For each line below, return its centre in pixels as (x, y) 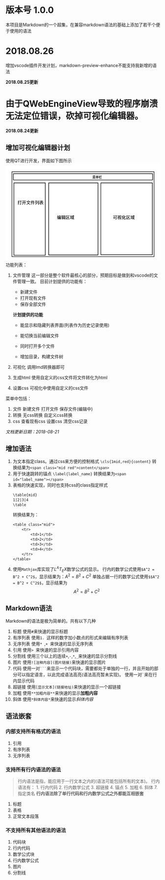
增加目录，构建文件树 (41, 356)
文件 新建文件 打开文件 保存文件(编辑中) (53, 409)
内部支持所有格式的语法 (33, 732)
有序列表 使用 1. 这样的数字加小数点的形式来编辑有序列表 (70, 638)
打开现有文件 (33, 298)
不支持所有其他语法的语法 (36, 830)
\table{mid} (25, 495)
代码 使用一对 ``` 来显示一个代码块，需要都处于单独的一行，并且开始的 (83, 669)
